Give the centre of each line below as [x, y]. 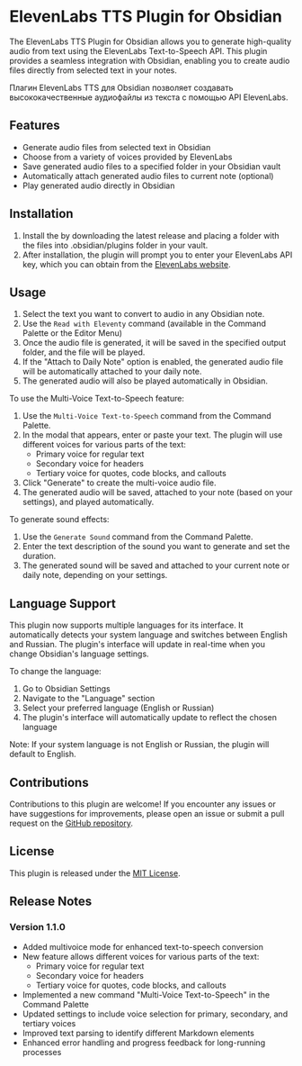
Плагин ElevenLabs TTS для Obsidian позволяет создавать [121, 87]
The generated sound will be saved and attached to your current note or [156, 565]
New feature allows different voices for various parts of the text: [141, 956]
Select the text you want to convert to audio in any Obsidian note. [143, 314]
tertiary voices [49, 1023]
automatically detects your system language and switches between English [148, 635]
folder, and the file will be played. [84, 352]
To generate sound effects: [59, 519]
